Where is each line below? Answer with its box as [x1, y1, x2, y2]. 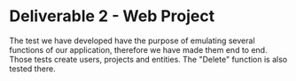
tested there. [9, 63, 56, 74]
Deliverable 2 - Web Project [9, 6, 215, 26]
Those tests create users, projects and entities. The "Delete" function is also [9, 54, 288, 64]
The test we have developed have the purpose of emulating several [9, 35, 255, 46]
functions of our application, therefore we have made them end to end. [9, 44, 268, 55]
